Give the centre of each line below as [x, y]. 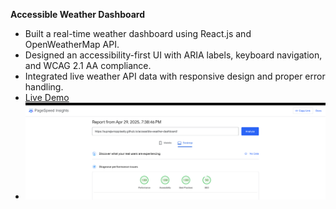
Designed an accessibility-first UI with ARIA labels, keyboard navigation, [173, 55]
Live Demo [47, 97]
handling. [44, 87]
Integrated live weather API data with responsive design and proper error [175, 76]
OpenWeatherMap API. [72, 44]
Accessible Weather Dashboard [78, 14]
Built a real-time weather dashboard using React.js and [138, 33]
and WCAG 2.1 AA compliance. [88, 65]
